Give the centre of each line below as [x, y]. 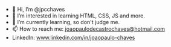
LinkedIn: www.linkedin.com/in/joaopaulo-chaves [73, 37]
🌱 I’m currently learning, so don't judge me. [66, 22]
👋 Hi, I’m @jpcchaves [38, 9]
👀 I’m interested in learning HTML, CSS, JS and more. [78, 16]
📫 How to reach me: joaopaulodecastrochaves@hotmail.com [88, 29]
